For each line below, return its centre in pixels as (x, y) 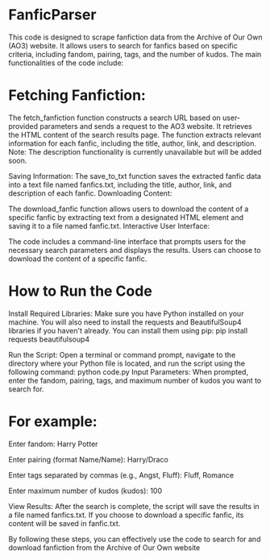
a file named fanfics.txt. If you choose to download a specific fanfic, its (126, 515)
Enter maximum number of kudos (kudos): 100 (85, 491)
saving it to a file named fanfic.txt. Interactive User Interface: (109, 226)
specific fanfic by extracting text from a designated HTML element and (126, 217)
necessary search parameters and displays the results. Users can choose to (135, 250)
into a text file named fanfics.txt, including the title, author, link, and (120, 184)
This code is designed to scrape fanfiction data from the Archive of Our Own (135, 37)
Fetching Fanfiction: (77, 95)
